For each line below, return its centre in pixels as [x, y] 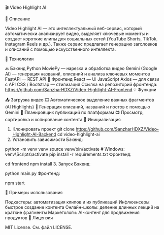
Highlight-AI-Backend [34, 134]
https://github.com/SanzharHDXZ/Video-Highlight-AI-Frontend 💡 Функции [81, 90]
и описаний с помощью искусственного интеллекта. [61, 49]
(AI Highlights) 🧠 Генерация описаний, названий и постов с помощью [78, 107]
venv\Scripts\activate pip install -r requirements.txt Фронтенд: [68, 154]
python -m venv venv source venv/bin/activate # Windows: [65, 149]
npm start [15, 183]
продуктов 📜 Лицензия [29, 218]
